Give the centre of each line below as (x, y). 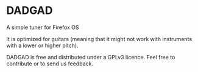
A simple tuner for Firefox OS (43, 27)
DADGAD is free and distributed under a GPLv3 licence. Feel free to (91, 57)
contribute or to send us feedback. (50, 64)
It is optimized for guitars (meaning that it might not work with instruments (99, 39)
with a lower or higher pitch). (42, 45)
